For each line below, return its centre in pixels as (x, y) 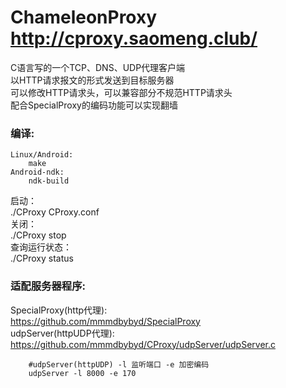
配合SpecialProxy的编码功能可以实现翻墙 (94, 105)
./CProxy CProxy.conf (55, 212)
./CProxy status (42, 258)
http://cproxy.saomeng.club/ (134, 38)
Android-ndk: (37, 172)
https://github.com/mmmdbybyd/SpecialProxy (105, 321)
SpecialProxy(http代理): (59, 310)
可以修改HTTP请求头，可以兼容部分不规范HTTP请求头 (121, 92)
